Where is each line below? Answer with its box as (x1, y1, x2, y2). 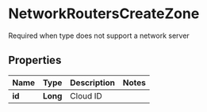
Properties (8, 54, 62, 67)
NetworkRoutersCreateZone (8, 5, 200, 23)
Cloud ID (70, 90, 103, 101)
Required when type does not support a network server (8, 31, 190, 40)
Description (70, 77, 115, 88)
